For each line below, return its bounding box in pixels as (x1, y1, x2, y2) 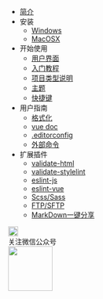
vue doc (31, 122, 58, 131)
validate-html (31, 159, 75, 168)
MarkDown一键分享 (31, 210, 95, 220)
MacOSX (31, 34, 61, 44)
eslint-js (31, 175, 57, 185)
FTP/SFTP (31, 201, 65, 210)
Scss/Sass (31, 193, 66, 201)
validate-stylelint (31, 167, 86, 176)
